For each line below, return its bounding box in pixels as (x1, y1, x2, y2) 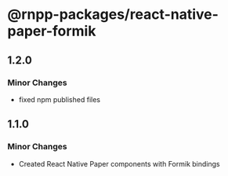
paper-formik (7, 22, 96, 40)
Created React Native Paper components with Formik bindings (18, 159, 220, 168)
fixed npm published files (18, 94, 101, 104)
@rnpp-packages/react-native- (7, 5, 219, 24)
